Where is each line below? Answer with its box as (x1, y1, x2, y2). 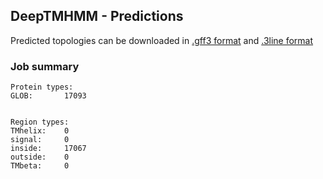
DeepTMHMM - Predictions (10, 8, 184, 25)
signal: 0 (10, 135, 70, 145)
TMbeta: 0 (10, 161, 70, 171)
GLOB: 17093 (10, 91, 87, 101)
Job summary (10, 59, 80, 73)
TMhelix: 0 (10, 126, 70, 136)
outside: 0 (10, 152, 70, 163)
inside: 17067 (10, 144, 87, 154)
